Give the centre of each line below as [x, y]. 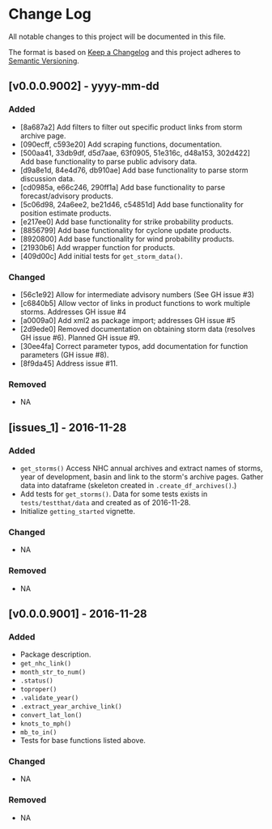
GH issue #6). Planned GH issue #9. [80, 338]
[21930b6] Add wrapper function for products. [98, 247]
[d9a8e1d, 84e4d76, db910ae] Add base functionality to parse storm [134, 170]
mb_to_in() [38, 733]
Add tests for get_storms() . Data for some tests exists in [114, 494]
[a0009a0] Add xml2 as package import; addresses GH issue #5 [128, 320]
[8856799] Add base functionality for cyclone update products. [126, 230]
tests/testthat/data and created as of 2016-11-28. [105, 502]
